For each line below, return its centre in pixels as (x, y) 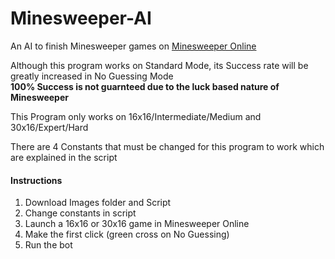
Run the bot (48, 245)
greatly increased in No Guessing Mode (92, 76)
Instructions (36, 180)
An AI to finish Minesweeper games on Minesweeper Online (133, 46)
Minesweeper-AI (81, 18)
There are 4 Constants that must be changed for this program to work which (167, 146)
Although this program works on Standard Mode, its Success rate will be (159, 65)
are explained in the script (64, 157)
